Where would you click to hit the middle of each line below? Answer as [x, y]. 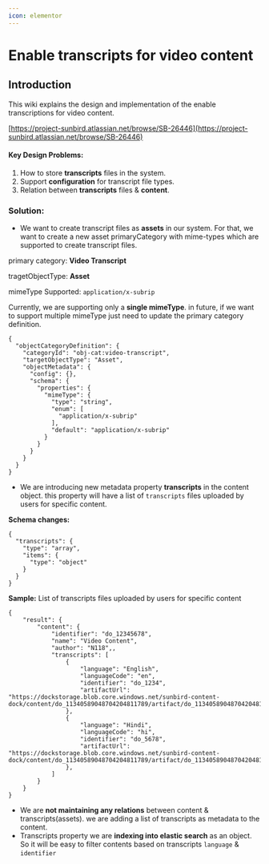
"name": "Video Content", [94, 641]
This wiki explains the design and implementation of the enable [112, 104]
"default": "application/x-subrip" [110, 430]
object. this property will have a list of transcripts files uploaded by [132, 496]
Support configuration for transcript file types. [97, 181]
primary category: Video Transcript [67, 260]
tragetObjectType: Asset [49, 277]
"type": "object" [58, 563]
